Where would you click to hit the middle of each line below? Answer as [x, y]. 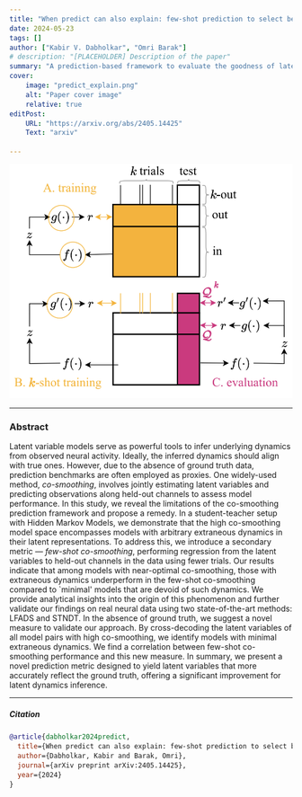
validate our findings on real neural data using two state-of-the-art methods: [151, 609]
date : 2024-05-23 [42, 28]
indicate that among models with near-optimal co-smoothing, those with [143, 571]
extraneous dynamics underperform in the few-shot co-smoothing [133, 580]
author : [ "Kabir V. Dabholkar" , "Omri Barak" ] [98, 48]
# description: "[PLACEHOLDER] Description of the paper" [120, 57]
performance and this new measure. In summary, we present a [167, 657]
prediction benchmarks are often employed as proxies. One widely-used [143, 475]
